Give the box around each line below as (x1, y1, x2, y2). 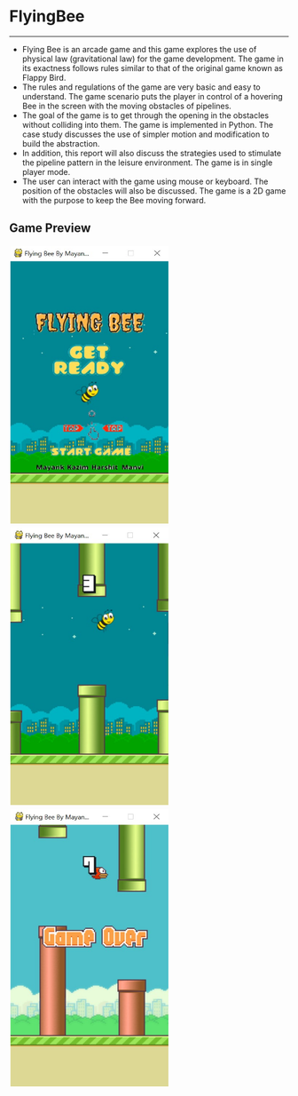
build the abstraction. (21, 138, 100, 148)
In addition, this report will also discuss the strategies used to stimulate (21, 147, 282, 158)
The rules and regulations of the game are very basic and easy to (21, 82, 262, 92)
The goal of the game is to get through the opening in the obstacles (21, 109, 269, 121)
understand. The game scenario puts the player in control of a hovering (21, 91, 283, 101)
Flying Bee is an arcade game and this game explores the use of (21, 44, 257, 54)
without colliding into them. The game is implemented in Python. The (21, 119, 273, 130)
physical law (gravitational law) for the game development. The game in (21, 53, 284, 64)
